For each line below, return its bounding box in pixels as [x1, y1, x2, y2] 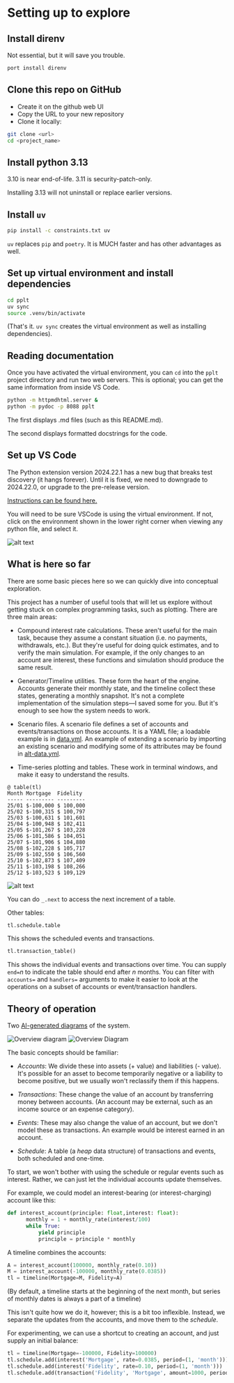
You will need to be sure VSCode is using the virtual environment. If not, [7, 510, 214, 518]
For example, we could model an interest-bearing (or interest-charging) [7, 1189, 212, 1197]
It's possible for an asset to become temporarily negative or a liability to [17, 1069, 223, 1078]
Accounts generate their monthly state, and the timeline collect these [17, 684, 216, 692]
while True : [25, 1222, 61, 1230]
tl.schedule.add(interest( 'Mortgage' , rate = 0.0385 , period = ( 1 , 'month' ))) [7, 1357, 229, 1363]
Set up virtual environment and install [7, 267, 174, 280]
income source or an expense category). [17, 1105, 134, 1113]
